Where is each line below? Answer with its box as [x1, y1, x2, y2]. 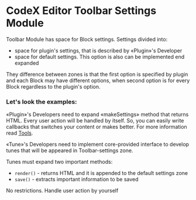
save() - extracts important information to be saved [14, 176, 139, 183]
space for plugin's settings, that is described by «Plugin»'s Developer [14, 47, 183, 54]
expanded [14, 59, 39, 66]
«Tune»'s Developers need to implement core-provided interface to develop [6, 141, 189, 148]
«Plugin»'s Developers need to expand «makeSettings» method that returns [6, 111, 189, 118]
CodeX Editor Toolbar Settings [6, 4, 157, 17]
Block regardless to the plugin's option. [6, 83, 101, 90]
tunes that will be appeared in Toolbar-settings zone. [6, 147, 133, 154]
